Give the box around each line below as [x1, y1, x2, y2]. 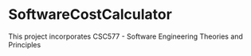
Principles [8, 39, 41, 49]
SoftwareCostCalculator [8, 6, 173, 24]
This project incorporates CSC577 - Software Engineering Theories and [8, 32, 243, 41]
